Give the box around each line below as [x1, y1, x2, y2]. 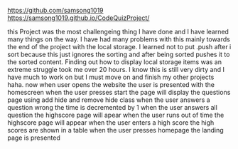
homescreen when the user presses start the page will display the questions [7, 88, 231, 96]
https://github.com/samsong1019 [7, 6, 104, 14]
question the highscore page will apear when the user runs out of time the [7, 111, 225, 119]
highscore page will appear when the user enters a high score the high [7, 118, 215, 127]
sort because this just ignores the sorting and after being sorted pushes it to [7, 50, 230, 58]
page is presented [7, 133, 60, 142]
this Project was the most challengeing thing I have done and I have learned [7, 28, 229, 36]
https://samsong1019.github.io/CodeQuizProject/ [7, 14, 150, 22]
